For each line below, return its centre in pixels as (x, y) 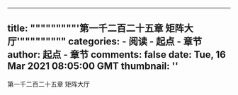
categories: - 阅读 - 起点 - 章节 (135, 42)
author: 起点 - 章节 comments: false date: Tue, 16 (117, 55)
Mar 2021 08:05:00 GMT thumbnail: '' (93, 66)
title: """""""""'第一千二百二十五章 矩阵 (96, 28)
